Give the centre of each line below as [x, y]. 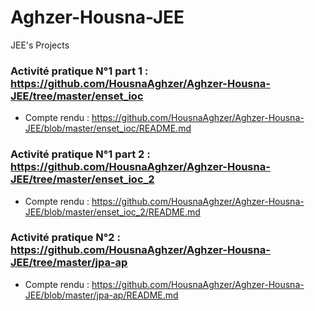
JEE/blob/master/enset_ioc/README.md [108, 128]
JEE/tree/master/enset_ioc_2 [82, 179]
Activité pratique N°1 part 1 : [79, 71]
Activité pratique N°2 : [65, 238]
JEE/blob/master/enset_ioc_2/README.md [112, 212]
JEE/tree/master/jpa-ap [69, 263]
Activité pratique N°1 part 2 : [80, 154]
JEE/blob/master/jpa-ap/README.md [101, 295]
